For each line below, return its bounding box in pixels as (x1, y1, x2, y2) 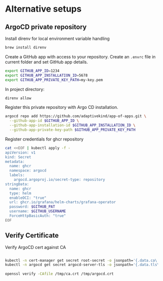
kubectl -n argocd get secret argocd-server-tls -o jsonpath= (5, 263, 133, 267)
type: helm (9, 191, 32, 195)
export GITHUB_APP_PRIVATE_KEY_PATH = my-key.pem (5, 77, 103, 82)
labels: (9, 173, 25, 178)
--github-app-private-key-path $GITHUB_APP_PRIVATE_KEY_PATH (9, 127, 136, 132)
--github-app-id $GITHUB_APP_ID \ (9, 118, 79, 123)
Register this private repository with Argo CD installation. (5, 105, 118, 110)
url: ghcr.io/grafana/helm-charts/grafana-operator (9, 200, 116, 205)
